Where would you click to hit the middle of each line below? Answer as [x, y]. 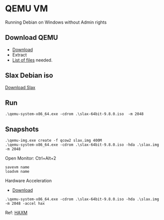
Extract [19, 55]
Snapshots [22, 129]
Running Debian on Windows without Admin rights [56, 22]
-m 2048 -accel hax [25, 204]
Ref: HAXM [16, 213]
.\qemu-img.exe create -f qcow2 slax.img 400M [54, 141]
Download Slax [20, 87]
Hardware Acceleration [28, 181]
